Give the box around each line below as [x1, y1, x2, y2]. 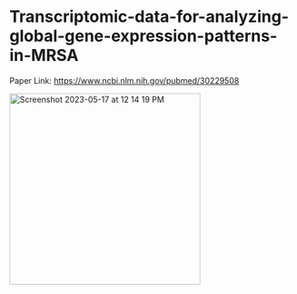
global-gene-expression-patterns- [9, 25, 278, 46]
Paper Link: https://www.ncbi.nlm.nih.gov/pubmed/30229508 [9, 75, 240, 86]
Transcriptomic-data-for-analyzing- [9, 6, 289, 27]
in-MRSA [9, 46, 79, 66]
